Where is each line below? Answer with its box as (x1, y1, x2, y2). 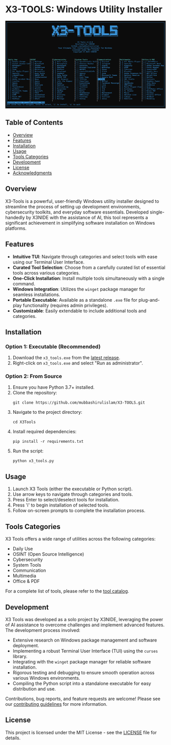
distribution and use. (12, 685, 56, 691)
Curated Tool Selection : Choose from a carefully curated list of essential (12, 264, 165, 271)
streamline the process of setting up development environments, (5, 203, 141, 209)
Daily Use (12, 546, 33, 552)
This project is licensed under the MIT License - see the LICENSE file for (5, 729, 157, 735)
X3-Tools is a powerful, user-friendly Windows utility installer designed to (5, 198, 159, 204)
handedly (5, 214, 25, 220)
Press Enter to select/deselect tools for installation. (12, 497, 120, 503)
